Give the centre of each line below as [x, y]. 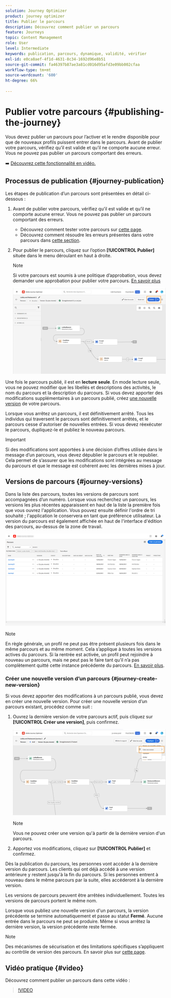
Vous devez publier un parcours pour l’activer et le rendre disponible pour [82, 137]
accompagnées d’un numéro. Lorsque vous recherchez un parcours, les [81, 499]
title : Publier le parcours [35, 21]
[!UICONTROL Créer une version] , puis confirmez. [66, 722]
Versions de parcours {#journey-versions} [74, 482]
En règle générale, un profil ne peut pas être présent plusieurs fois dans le [83, 643]
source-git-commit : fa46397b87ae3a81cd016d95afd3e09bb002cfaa [73, 64]
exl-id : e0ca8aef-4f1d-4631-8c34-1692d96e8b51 [55, 59]
